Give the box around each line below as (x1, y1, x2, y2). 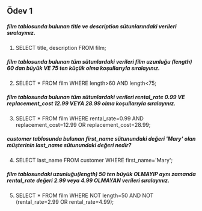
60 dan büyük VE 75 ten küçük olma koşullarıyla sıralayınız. (7, 64, 160, 72)
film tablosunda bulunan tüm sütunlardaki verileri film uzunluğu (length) (7, 58, 192, 65)
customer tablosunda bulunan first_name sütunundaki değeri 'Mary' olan (7, 135, 196, 142)
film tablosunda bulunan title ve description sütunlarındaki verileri (7, 22, 177, 30)
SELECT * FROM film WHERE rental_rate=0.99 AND (15, 115, 144, 122)
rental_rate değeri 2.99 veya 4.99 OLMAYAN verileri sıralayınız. (7, 177, 170, 184)
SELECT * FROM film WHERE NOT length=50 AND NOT (15, 192, 154, 199)
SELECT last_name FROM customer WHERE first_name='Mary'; (15, 157, 173, 164)
